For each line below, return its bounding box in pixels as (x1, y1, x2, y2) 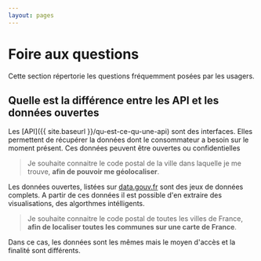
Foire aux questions (8, 45, 140, 63)
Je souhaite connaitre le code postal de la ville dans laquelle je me (27, 158, 241, 169)
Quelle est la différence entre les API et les (8, 93, 219, 107)
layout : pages (8, 11, 55, 20)
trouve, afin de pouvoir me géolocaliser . (27, 167, 160, 176)
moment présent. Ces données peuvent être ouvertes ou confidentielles (8, 143, 241, 153)
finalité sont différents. (8, 246, 81, 256)
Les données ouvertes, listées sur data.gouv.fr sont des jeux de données (8, 182, 244, 192)
